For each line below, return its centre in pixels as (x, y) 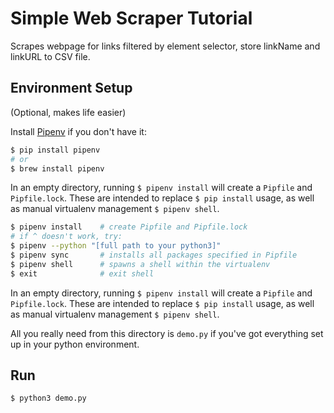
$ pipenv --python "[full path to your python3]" (116, 246)
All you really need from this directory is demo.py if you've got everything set (167, 333)
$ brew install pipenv (57, 168)
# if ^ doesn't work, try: (66, 237)
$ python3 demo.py (48, 398)
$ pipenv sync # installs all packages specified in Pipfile (154, 255)
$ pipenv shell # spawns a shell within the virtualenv (140, 264)
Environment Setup (71, 88)
